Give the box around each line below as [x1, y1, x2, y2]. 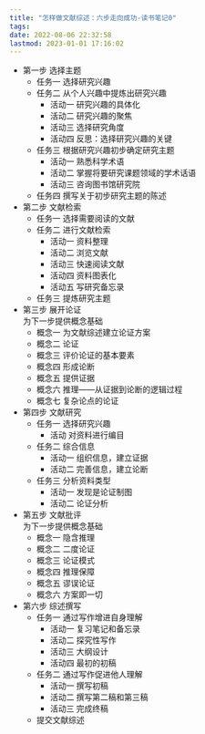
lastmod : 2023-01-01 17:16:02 [9, 38, 125, 48]
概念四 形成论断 [36, 361, 96, 372]
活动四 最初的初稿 [49, 657, 117, 668]
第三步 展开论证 [22, 305, 82, 315]
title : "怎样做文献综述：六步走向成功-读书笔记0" [9, 13, 177, 23]
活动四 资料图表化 [49, 270, 117, 281]
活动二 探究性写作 [49, 635, 117, 646]
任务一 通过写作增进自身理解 [36, 612, 143, 623]
